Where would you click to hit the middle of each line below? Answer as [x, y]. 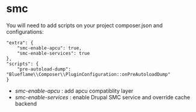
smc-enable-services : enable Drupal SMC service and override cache [103, 97]
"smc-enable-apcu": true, [50, 48]
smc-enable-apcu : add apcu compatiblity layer [74, 91]
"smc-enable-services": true [54, 53]
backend [26, 104]
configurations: [25, 31]
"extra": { [20, 43]
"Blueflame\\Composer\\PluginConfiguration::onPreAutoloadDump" [88, 74]
